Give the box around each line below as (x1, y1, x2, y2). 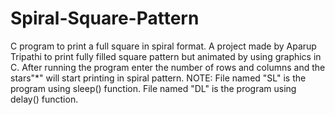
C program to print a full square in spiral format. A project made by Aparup (10, 40, 317, 52)
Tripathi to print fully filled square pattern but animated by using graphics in (10, 50, 322, 62)
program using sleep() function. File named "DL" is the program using (10, 82, 297, 94)
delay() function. (10, 93, 79, 105)
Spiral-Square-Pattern (10, 7, 200, 30)
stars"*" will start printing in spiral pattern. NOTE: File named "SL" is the (10, 72, 307, 84)
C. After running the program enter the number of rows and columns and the (10, 61, 326, 73)
